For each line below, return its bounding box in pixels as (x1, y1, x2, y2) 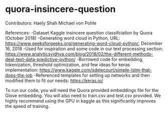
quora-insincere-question (5, 3, 116, 15)
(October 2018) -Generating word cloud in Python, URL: (5, 35, 120, 41)
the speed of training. (5, 103, 50, 109)
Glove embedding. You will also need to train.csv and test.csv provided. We (5, 92, 161, 98)
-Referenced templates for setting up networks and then (33, 72, 150, 78)
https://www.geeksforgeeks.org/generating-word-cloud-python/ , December (5, 40, 163, 46)
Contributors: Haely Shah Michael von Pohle (5, 20, 97, 26)
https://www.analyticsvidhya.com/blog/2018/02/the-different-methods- (5, 51, 153, 57)
